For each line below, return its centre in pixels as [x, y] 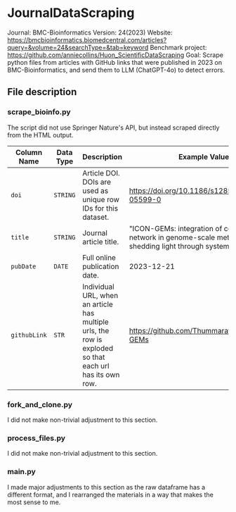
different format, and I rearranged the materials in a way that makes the [111, 494]
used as [95, 190]
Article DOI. [101, 173]
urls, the [96, 330]
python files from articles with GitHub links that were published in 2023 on [115, 62]
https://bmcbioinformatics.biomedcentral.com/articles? [87, 39]
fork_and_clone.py [40, 404]
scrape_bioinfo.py [39, 112]
